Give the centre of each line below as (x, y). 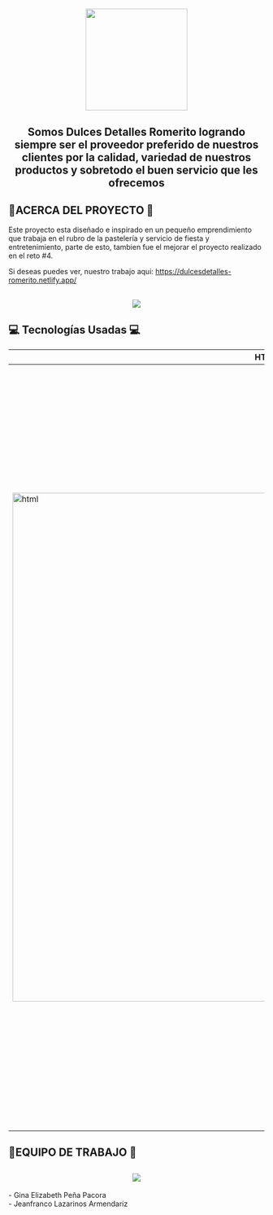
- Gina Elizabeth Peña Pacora (58, 1195)
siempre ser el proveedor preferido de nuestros (136, 144)
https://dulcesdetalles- (193, 272)
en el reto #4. (31, 256)
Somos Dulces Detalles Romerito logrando (136, 131)
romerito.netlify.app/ (43, 280)
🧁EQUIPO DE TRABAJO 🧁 (73, 1152)
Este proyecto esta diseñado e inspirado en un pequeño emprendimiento (130, 230)
